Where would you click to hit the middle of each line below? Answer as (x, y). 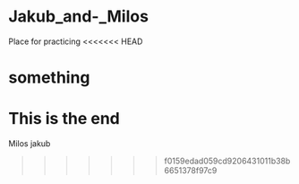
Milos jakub (30, 144)
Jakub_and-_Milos (79, 17)
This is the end (64, 119)
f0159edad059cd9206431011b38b (227, 161)
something (49, 78)
